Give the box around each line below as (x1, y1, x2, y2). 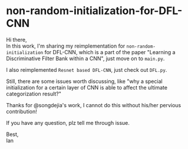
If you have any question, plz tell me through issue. (6, 119, 130, 126)
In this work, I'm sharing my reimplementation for (6, 42, 126, 49)
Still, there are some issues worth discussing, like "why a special (6, 78, 163, 85)
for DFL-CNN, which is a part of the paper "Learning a (44, 48, 176, 55)
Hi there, (6, 36, 27, 43)
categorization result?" (6, 90, 62, 97)
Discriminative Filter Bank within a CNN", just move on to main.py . (6, 55, 165, 62)
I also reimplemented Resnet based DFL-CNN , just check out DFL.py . (6, 66, 167, 73)
